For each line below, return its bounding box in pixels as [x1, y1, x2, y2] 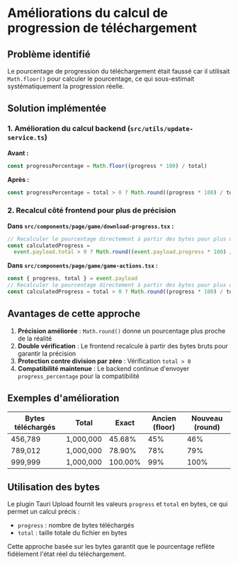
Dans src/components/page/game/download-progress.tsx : [7, 222, 174, 230]
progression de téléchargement [7, 20, 197, 36]
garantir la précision [17, 349, 76, 358]
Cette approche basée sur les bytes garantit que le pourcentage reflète [7, 542, 215, 551]
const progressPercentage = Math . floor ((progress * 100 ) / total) [7, 162, 208, 169]
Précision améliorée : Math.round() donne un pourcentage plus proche [17, 326, 226, 335]
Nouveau [191, 413, 223, 423]
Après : [7, 175, 30, 183]
